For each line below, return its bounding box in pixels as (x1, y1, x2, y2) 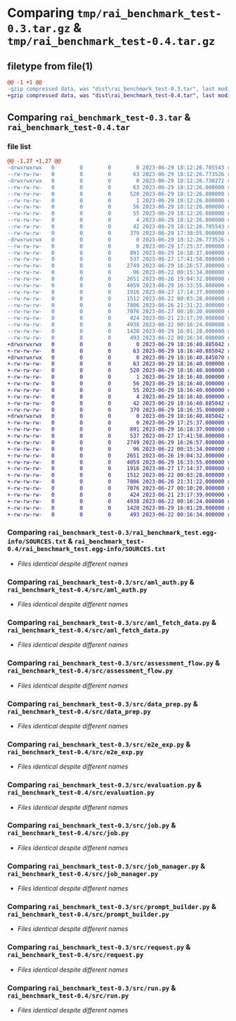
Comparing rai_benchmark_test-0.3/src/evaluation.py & (7, 780, 202, 789)
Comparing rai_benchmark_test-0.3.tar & (7, 111, 191, 124)
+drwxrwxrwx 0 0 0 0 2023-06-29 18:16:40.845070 (7, 354, 225, 361)
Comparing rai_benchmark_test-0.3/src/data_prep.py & (7, 699, 199, 709)
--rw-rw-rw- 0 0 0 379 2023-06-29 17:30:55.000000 (7, 229, 225, 236)
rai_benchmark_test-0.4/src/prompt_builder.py (7, 911, 170, 919)
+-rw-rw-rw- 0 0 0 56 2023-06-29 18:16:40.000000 (7, 380, 225, 388)
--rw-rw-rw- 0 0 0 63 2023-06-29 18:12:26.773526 (7, 171, 225, 178)
